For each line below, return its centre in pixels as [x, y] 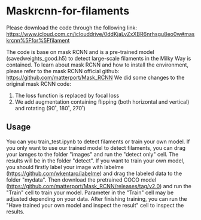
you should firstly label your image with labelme [65, 167]
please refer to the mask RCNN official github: [63, 71]
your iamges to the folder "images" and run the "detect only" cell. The [92, 154]
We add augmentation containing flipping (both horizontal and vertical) [102, 102]
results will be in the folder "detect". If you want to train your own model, [95, 161]
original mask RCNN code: [39, 84]
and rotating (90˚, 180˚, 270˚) [50, 108]
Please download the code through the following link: [72, 28]
